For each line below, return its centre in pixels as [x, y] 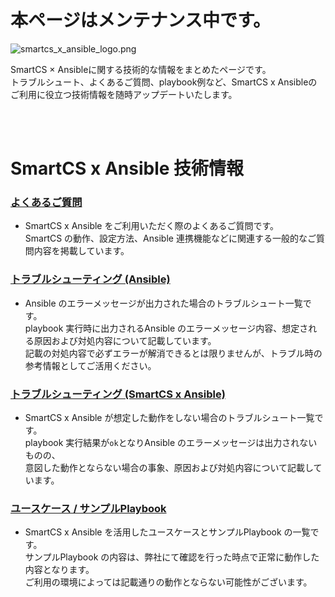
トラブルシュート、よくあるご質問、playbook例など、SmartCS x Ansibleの [164, 82]
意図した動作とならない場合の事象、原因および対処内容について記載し [169, 468]
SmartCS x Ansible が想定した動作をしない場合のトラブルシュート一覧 [169, 418]
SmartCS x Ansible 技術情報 [127, 168]
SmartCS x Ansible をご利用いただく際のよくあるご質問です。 [152, 226]
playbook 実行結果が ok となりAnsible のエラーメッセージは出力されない [171, 443]
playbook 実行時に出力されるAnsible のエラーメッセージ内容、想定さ [166, 328]
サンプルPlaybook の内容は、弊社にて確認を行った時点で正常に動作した [172, 557]
